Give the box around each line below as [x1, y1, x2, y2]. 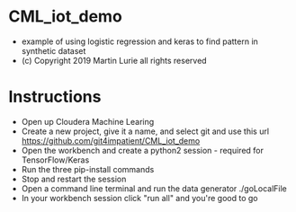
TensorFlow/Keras [21, 155, 90, 165]
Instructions [8, 87, 102, 107]
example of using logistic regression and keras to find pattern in [21, 36, 258, 47]
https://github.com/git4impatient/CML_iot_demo [21, 135, 201, 146]
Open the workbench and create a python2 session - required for [21, 145, 265, 155]
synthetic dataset [21, 45, 86, 56]
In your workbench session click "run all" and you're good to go [21, 192, 258, 203]
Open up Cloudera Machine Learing [21, 116, 155, 127]
